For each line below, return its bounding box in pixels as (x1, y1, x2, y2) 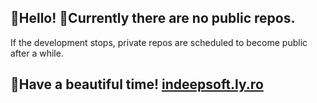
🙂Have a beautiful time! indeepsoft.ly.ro (10, 76, 264, 93)
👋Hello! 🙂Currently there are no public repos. (10, 10, 296, 27)
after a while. (10, 47, 64, 59)
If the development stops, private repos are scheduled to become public (10, 36, 308, 48)
